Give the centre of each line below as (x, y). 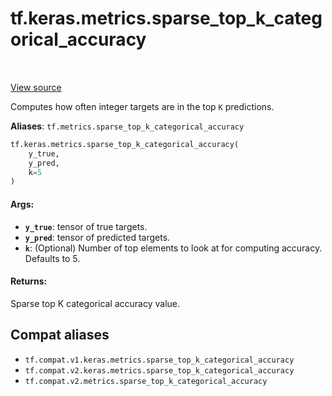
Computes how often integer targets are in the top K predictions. (142, 106)
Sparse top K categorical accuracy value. (95, 303)
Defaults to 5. (52, 258)
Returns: (29, 281)
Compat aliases (60, 335)
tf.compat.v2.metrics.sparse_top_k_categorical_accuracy (146, 381)
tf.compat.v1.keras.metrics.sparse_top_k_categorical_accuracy (159, 360)
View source (36, 87)
